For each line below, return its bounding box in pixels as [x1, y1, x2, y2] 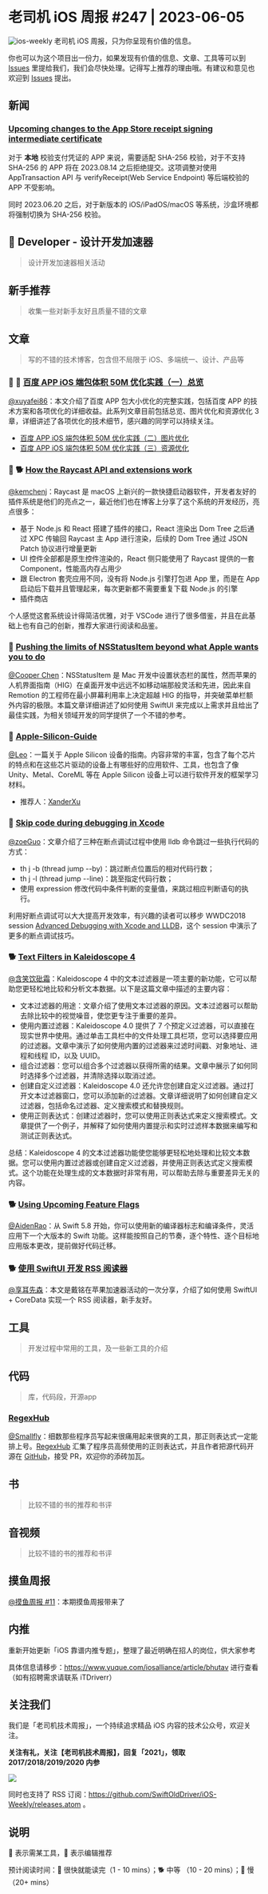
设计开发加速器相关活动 [27, 258, 105, 267]
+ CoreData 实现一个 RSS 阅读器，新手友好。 [8, 1295, 157, 1305]
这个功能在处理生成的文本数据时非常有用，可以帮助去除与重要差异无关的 [22, 1167, 260, 1177]
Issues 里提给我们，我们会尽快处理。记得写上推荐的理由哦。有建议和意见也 [8, 62, 255, 73]
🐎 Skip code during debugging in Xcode [8, 818, 165, 829]
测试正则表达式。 [19, 1131, 77, 1140]
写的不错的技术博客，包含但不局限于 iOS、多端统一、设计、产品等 [27, 354, 245, 365]
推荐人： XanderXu [19, 797, 81, 807]
